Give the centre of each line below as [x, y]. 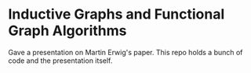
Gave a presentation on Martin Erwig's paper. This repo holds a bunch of [125, 52]
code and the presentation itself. [60, 61]
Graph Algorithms [67, 31]
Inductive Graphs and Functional [116, 14]
